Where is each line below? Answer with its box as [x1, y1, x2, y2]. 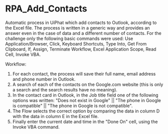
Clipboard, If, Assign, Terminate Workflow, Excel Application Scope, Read [5, 46, 156, 52]
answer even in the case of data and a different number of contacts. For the [5, 30, 161, 36]
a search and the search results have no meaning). [12, 86, 118, 92]
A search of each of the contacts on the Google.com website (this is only [12, 81, 163, 87]
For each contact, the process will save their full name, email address [12, 70, 156, 76]
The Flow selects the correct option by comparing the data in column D [12, 108, 160, 114]
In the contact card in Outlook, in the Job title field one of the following [12, 92, 159, 98]
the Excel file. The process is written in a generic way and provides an [5, 24, 150, 30]
